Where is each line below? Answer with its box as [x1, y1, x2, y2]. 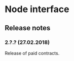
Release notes [5, 24, 51, 32]
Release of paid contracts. [5, 50, 60, 56]
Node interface [5, 4, 69, 15]
